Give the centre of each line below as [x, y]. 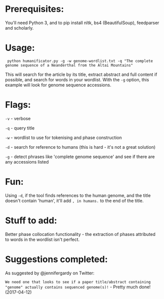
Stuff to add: [31, 220]
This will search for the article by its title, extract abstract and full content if [81, 74]
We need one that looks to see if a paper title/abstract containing [78, 282]
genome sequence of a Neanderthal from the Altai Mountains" [69, 65]
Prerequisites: [34, 9]
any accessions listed [27, 162]
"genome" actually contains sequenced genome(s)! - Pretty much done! [78, 287]
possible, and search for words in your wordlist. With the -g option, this [77, 79]
